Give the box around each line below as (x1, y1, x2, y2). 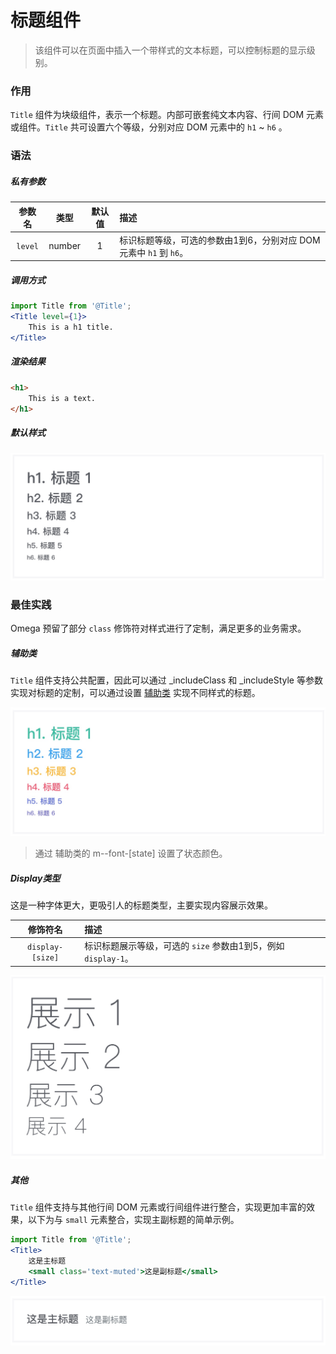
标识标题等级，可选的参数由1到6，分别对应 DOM (119, 234, 321, 246)
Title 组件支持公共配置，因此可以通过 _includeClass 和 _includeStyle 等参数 (10, 674, 323, 686)
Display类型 (10, 872, 61, 884)
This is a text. (28, 393, 97, 403)
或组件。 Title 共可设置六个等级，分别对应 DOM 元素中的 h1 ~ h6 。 (10, 121, 288, 133)
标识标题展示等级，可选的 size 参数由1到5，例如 (84, 939, 285, 951)
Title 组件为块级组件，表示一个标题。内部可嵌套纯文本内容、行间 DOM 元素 (10, 109, 325, 121)
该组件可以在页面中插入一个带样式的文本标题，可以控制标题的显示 (34, 44, 307, 56)
